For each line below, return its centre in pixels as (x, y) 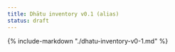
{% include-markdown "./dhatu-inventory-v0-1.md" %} (88, 41)
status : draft (28, 21)
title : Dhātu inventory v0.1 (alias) (63, 14)
